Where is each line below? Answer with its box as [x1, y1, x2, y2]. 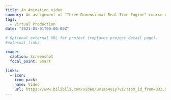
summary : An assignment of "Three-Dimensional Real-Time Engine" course [5, 12, 163, 17]
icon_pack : [14, 77, 38, 83]
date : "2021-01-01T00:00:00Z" [5, 26, 70, 31]
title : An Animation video [5, 7, 63, 13]
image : [5, 49, 19, 54]
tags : [5, 17, 17, 22]
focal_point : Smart [10, 59, 51, 64]
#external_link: [5, 40, 40, 46]
